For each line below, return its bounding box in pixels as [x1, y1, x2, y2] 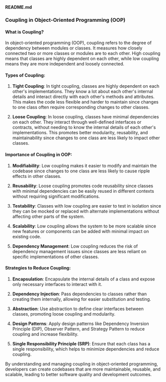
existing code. [12, 233, 41, 239]
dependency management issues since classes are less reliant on [12, 248, 147, 254]
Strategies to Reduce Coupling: [5, 265, 71, 271]
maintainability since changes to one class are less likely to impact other [12, 135, 160, 141]
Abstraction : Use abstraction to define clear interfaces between [12, 306, 144, 312]
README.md [5, 4, 32, 10]
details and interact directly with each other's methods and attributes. [12, 94, 155, 100]
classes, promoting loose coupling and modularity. [12, 311, 115, 317]
